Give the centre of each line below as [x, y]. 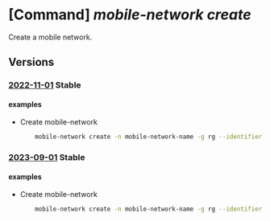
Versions [31, 62]
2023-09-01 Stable [47, 158]
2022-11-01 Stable [45, 85]
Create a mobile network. [50, 37]
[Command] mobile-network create [130, 15]
